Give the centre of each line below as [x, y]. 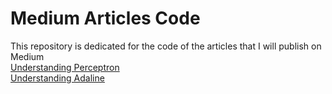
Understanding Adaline [57, 78]
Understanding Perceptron [65, 67]
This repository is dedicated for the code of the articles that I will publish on [166, 46]
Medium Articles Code [105, 18]
